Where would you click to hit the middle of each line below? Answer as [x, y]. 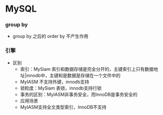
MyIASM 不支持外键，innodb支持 [55, 82]
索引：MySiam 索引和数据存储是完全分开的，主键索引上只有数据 [87, 69]
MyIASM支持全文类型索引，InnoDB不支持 [63, 107]
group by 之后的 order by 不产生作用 [50, 36]
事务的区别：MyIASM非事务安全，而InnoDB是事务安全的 [79, 94]
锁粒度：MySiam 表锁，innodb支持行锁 [61, 88]
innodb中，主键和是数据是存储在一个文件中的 [73, 75]
